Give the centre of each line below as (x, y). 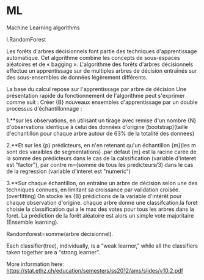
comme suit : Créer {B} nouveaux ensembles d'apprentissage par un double (102, 102)
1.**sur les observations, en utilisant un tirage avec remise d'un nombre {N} (101, 120)
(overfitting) (21, 196)
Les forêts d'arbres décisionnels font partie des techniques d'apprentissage (102, 51)
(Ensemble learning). (33, 222)
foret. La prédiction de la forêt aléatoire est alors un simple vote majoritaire (100, 215)
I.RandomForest (26, 39)
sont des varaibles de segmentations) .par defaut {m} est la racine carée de (101, 152)
